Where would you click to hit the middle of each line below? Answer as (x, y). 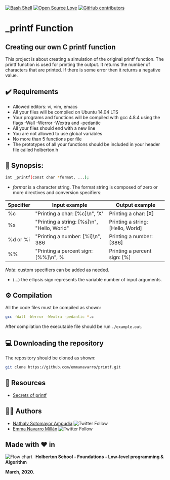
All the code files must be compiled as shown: (53, 308)
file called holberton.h (35, 150)
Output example (136, 205)
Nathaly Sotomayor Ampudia (42, 423)
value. (12, 75)
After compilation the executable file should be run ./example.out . (74, 326)
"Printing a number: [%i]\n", (68, 236)
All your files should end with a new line (54, 128)
